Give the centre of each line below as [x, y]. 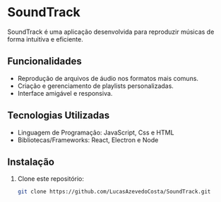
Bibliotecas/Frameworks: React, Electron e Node [88, 140]
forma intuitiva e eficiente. [45, 39]
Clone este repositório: [51, 179]
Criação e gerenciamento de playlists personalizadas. [96, 86]
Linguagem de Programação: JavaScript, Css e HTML [96, 132]
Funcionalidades [45, 62]
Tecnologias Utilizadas [59, 116]
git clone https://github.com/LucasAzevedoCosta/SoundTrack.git [114, 192]
